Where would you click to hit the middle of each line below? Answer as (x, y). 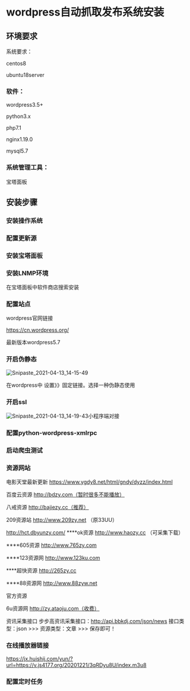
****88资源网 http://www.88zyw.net (52, 583)
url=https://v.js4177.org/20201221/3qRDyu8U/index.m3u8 (76, 665)
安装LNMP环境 (27, 273)
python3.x (18, 116)
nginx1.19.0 (20, 139)
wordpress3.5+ (25, 105)
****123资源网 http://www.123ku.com (53, 558)
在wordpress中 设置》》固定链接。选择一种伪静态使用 (71, 385)
